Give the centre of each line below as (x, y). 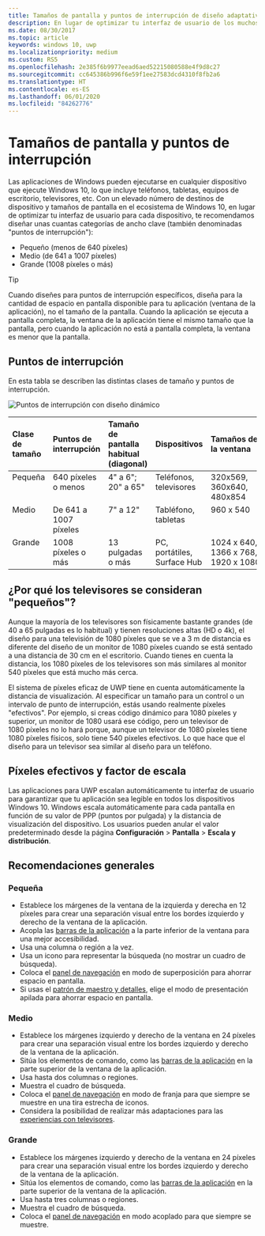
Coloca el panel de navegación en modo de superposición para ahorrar (136, 972)
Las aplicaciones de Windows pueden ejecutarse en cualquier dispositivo (127, 182)
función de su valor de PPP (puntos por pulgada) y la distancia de (115, 815)
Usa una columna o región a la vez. (77, 947)
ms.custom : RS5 (33, 60)
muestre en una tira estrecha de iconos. (84, 1103)
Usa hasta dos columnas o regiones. (79, 1078)
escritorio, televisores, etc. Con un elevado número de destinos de (116, 199)
